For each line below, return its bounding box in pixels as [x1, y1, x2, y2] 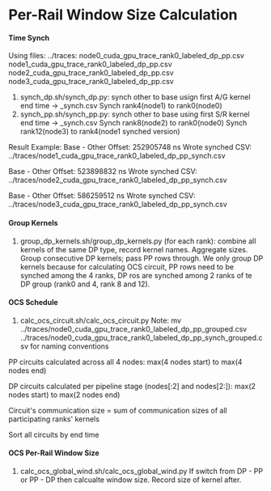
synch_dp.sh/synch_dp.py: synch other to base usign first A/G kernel [19, 92, 251, 102]
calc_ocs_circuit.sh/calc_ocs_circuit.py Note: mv [19, 315, 182, 325]
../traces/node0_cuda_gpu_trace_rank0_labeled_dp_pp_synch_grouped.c [19, 332, 263, 342]
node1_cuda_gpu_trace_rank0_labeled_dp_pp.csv [8, 59, 172, 70]
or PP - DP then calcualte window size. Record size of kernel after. [19, 475, 242, 485]
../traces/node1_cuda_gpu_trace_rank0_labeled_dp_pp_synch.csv [8, 151, 226, 161]
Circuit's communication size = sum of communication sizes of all [8, 405, 228, 415]
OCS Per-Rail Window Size [8, 448, 100, 458]
